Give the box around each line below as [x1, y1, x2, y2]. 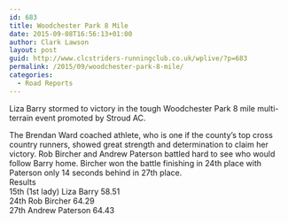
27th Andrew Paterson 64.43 [9, 204, 115, 215]
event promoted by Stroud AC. [35, 112, 146, 123]
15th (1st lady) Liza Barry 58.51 [9, 186, 121, 196]
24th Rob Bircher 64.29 [9, 196, 95, 206]
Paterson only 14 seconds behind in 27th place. [9, 167, 183, 178]
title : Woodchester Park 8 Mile [9, 21, 128, 30]
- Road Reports [17, 79, 74, 88]
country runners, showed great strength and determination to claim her [9, 139, 269, 150]
